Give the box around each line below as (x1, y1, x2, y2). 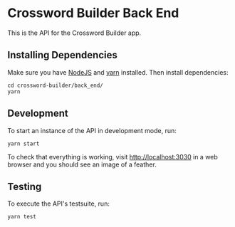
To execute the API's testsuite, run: (7, 199, 110, 208)
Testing (7, 180, 42, 193)
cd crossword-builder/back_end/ (7, 82, 103, 89)
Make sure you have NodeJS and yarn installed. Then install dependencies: (7, 68, 229, 76)
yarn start (7, 140, 40, 147)
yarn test (7, 213, 37, 221)
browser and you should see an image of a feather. (7, 160, 157, 169)
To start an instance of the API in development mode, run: (7, 126, 177, 134)
